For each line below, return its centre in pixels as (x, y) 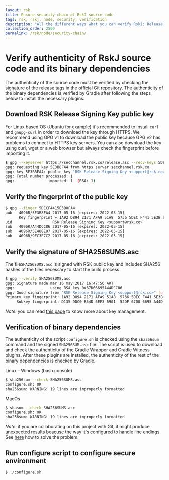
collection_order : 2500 (30, 29)
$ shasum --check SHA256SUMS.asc (40, 408)
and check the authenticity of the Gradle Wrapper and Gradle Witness (77, 350)
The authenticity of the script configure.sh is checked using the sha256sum (82, 339)
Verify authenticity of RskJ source (78, 58)
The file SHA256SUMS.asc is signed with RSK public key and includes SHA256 (83, 264)
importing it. (18, 153)
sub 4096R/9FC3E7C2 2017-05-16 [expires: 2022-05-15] (65, 236)
